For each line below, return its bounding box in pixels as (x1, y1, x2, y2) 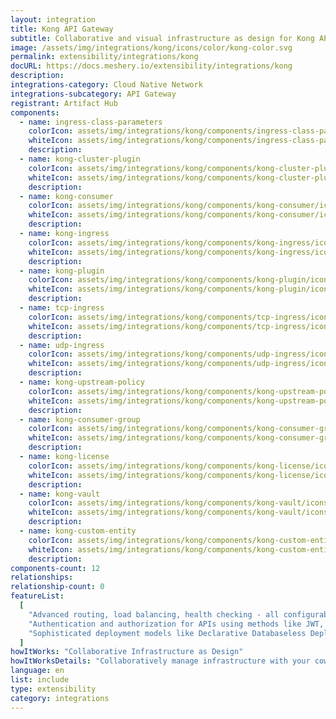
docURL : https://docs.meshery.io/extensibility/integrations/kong (10, 61, 293, 71)
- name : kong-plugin (19, 266, 105, 276)
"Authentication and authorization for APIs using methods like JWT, (28, 619, 325, 629)
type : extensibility (10, 684, 97, 694)
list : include (10, 675, 70, 685)
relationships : (10, 572, 74, 583)
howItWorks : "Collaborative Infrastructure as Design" (10, 647, 244, 657)
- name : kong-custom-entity (19, 526, 137, 536)
